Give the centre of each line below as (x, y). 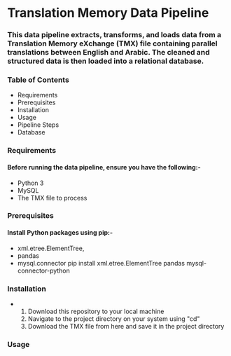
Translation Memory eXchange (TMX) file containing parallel (113, 43)
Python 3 (30, 183)
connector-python (43, 271)
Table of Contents (38, 80)
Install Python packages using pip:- (60, 233)
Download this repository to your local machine (96, 311)
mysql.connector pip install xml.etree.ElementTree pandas (101, 263)
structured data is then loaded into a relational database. (106, 61)
